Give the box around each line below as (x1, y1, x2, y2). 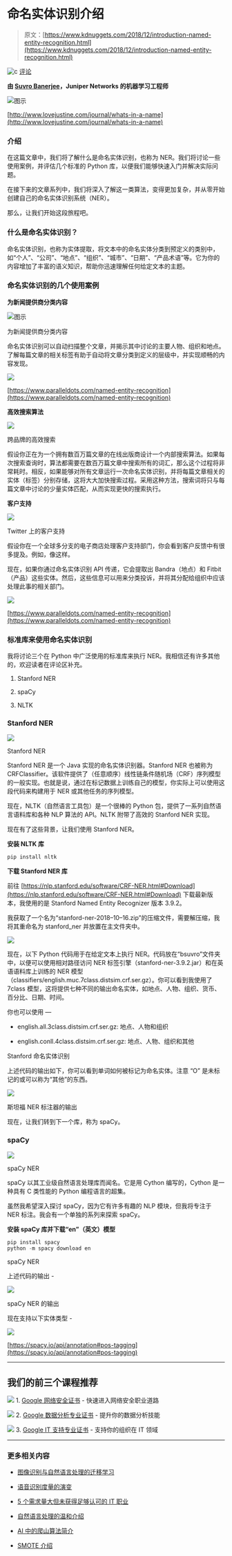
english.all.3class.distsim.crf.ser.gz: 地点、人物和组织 (17, 1022, 169, 1031)
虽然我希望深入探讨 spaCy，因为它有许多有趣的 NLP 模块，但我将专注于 (7, 1201, 212, 1210)
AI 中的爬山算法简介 (17, 1527, 74, 1535)
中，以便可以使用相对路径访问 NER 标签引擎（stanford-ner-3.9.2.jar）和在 (7, 959, 217, 967)
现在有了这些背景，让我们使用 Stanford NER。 (7, 825, 138, 834)
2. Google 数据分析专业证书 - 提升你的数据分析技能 (15, 1411, 161, 1419)
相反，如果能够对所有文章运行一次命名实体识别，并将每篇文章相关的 (30, 467, 225, 476)
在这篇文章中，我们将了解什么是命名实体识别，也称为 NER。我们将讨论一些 (7, 153, 221, 162)
